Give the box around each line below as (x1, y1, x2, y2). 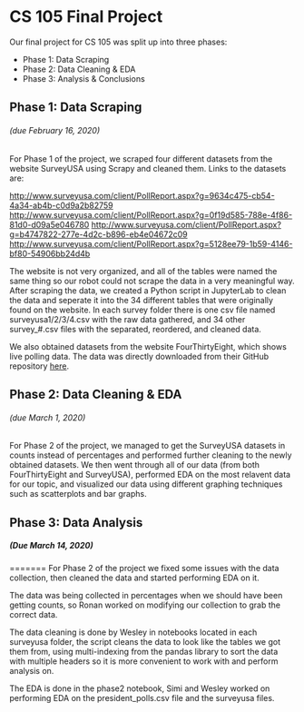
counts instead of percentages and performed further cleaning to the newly (9, 450, 292, 460)
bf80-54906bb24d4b (9, 248, 91, 259)
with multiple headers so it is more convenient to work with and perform (9, 656, 279, 667)
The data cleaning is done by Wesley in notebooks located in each (9, 627, 258, 638)
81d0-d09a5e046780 (9, 219, 90, 230)
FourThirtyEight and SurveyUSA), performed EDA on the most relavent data (9, 470, 291, 480)
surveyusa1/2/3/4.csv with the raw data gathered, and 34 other (9, 313, 246, 324)
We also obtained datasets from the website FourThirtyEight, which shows (9, 341, 288, 351)
